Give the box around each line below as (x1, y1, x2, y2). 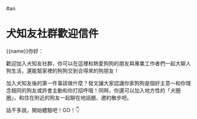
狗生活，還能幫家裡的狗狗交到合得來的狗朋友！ (6, 67, 119, 74)
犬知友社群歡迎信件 (6, 27, 99, 40)
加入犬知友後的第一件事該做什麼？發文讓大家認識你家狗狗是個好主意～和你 (6, 79, 186, 86)
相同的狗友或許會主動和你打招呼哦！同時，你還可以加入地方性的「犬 (11, 87, 176, 94)
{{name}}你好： (6, 47, 44, 54)
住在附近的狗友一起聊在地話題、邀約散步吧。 (23, 94, 132, 101)
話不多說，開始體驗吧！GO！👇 (6, 106, 80, 113)
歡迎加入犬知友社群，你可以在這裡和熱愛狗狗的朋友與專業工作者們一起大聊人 (6, 60, 191, 66)
